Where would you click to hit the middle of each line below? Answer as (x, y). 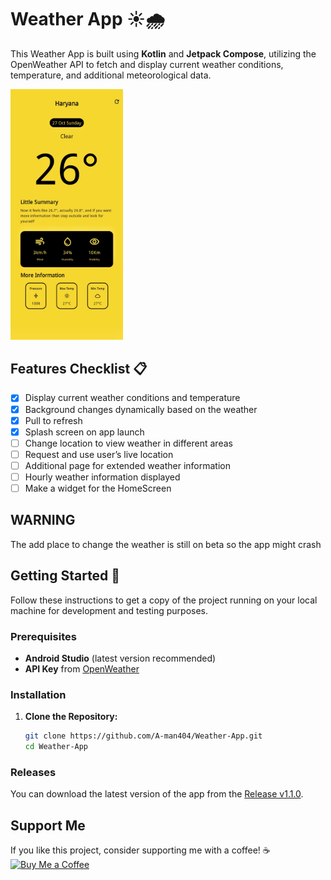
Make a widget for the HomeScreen (98, 488)
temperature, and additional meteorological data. (111, 75)
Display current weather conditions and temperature (132, 398)
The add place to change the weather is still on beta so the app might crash (166, 544)
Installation (38, 694)
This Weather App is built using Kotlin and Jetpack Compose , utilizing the (163, 53)
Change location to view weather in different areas (128, 443)
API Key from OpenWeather (82, 668)
